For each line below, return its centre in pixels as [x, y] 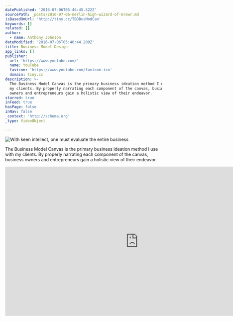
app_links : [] [20, 51]
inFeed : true [19, 103]
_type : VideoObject [25, 121]
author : [13, 33]
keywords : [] [19, 24]
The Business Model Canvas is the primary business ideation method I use [82, 149]
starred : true [20, 98]
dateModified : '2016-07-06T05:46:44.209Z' [50, 42]
